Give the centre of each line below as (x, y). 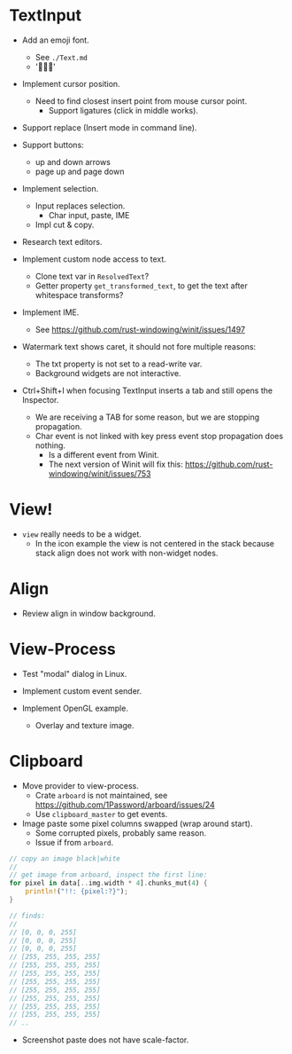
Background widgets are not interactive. (108, 373)
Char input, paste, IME (89, 215)
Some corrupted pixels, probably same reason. (120, 833)
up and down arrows (73, 161)
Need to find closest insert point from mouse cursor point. (141, 101)
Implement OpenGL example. (75, 708)
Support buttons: (53, 145)
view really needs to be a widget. (81, 534)
